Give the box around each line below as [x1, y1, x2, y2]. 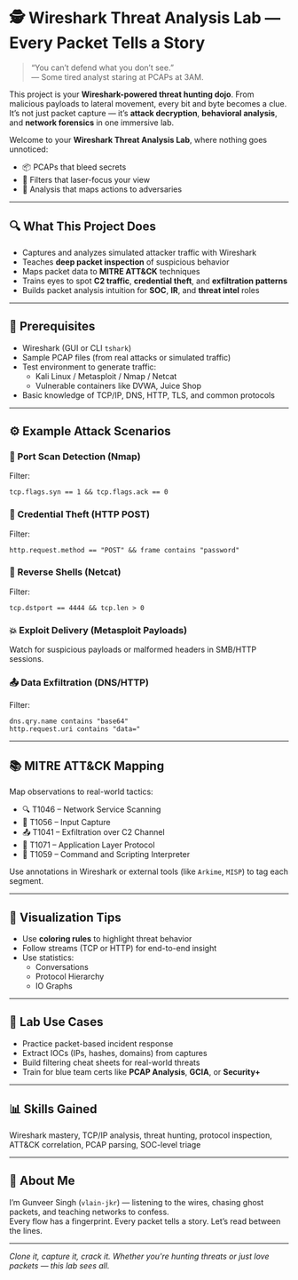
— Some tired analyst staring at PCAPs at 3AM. [30, 71, 204, 82]
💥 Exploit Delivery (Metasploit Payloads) [9, 624, 188, 636]
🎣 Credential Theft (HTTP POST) [9, 508, 151, 521]
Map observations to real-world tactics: [9, 786, 153, 797]
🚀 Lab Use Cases [9, 1014, 104, 1030]
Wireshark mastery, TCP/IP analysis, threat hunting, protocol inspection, [9, 1130, 273, 1141]
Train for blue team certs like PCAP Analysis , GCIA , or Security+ [21, 1066, 261, 1077]
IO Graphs [35, 981, 73, 991]
